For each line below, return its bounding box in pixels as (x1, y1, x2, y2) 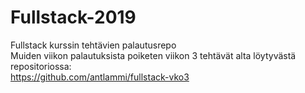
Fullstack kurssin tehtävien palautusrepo (10, 39, 177, 51)
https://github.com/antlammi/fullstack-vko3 (10, 71, 190, 83)
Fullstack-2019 (10, 6, 137, 29)
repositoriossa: (10, 60, 72, 72)
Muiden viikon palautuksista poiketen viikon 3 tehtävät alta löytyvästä (10, 49, 297, 61)
